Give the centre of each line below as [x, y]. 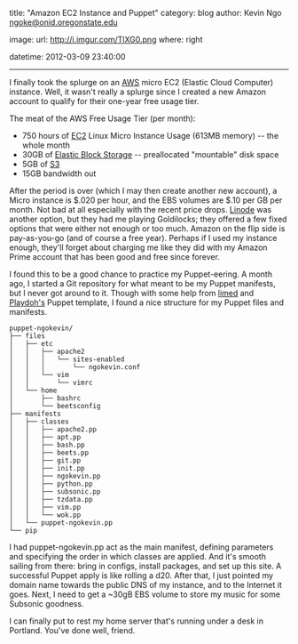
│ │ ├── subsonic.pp [55, 492]
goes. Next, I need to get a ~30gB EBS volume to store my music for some [145, 594]
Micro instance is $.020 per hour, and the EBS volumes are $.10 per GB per [146, 200]
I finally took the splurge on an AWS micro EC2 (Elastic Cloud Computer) [141, 82]
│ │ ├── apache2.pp [53, 430]
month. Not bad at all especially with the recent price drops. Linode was [141, 209]
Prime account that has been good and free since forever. [114, 257]
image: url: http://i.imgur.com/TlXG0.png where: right [106, 40]
